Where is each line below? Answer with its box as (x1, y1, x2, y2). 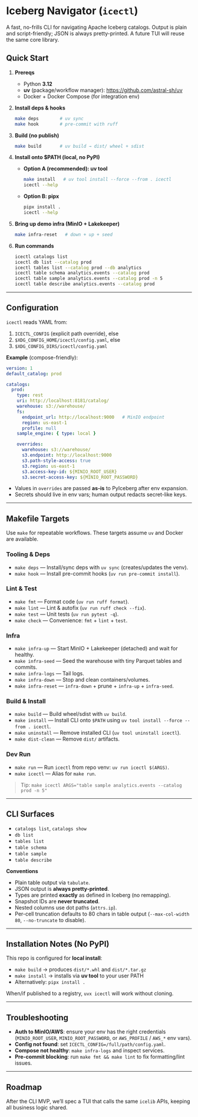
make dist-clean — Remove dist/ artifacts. (14, 735, 120, 743)
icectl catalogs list (14, 253, 68, 260)
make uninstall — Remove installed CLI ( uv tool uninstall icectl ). (14, 729, 181, 736)
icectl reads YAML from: (6, 318, 68, 325)
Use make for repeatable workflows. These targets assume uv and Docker (6, 529, 184, 537)
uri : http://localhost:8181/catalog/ (16, 398, 110, 404)
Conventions (6, 867, 38, 874)
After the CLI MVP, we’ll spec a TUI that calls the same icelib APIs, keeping (6, 1098, 190, 1105)
